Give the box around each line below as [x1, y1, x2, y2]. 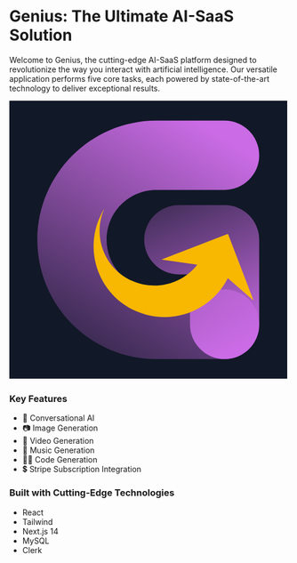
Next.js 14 [21, 526, 60, 536]
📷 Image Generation [21, 422, 99, 433]
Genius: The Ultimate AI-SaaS [9, 6, 234, 27]
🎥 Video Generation [21, 436, 94, 446]
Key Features [9, 392, 68, 405]
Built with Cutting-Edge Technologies [9, 487, 175, 499]
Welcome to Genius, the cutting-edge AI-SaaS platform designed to [9, 54, 257, 65]
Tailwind [21, 516, 53, 527]
